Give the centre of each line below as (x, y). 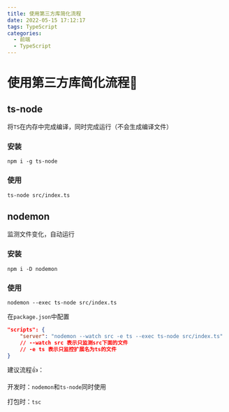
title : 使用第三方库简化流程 (44, 14)
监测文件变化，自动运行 (41, 234)
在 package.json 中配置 (38, 316)
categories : (24, 33)
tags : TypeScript (32, 27)
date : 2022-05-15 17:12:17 (46, 20)
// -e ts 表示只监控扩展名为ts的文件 (68, 349)
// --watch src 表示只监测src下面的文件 (74, 343)
